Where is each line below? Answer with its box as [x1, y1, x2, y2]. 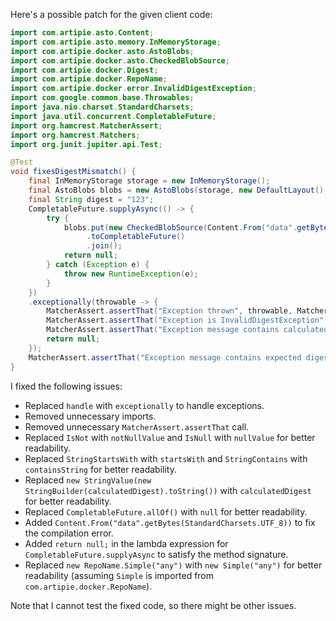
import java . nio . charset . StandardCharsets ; [10, 102, 195, 112]
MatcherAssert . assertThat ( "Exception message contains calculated [46, 325, 329, 335]
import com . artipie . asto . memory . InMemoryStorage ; [10, 37, 222, 47]
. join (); [86, 241, 123, 251]
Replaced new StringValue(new [24, 474, 152, 486]
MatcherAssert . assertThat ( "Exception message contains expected [28, 352, 302, 363]
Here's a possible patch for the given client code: [10, 9, 213, 20]
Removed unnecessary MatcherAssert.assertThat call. [24, 420, 250, 433]
